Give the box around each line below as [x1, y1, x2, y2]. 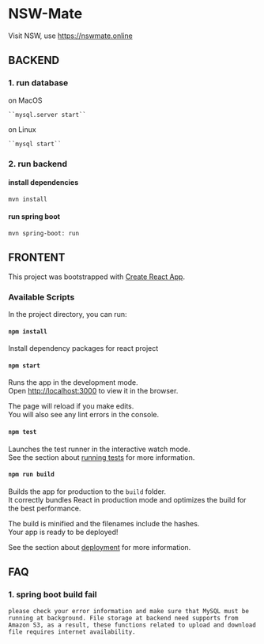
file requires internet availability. [8, 627, 136, 636]
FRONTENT [8, 250, 66, 265]
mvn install [8, 195, 47, 203]
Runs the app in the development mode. [8, 378, 138, 387]
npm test [8, 428, 37, 436]
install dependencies [8, 178, 79, 187]
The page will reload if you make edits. [8, 401, 134, 411]
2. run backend [8, 158, 68, 169]
